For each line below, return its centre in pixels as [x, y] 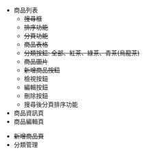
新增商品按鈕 [42, 70]
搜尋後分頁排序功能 [51, 104]
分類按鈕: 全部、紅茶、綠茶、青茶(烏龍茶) [82, 53]
